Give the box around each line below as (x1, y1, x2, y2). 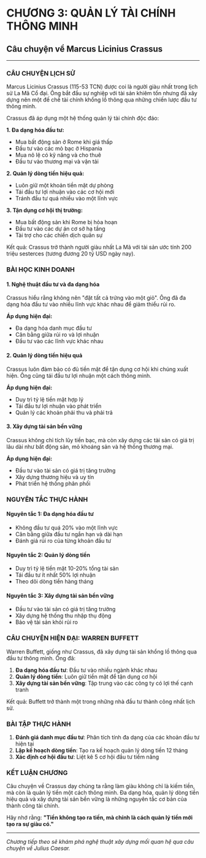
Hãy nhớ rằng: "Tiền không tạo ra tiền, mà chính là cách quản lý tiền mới (6, 814, 193, 821)
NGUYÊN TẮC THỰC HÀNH (6, 495, 88, 504)
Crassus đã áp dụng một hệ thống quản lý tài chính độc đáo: (6, 114, 159, 122)
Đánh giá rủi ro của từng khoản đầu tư (15, 537, 112, 544)
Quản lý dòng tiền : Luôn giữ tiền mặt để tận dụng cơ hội (15, 673, 158, 680)
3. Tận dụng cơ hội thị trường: (6, 206, 83, 214)
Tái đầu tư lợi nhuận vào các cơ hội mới (15, 188, 115, 196)
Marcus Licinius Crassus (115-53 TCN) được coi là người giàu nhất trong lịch (6, 83, 198, 90)
